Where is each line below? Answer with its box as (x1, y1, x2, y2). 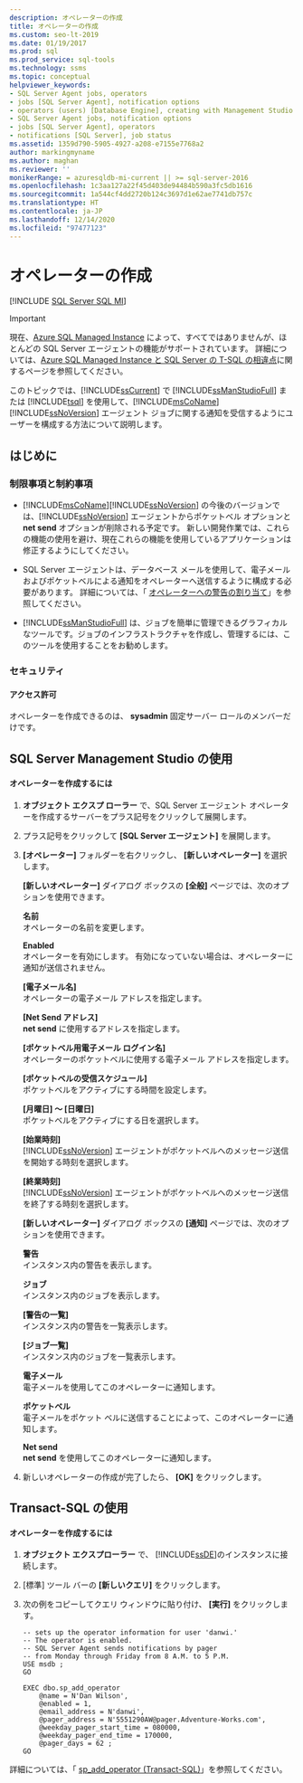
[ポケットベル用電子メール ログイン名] (22, 1042, 166, 1053)
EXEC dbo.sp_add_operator (22, 1683, 120, 1693)
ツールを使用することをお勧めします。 (30, 640, 174, 651)
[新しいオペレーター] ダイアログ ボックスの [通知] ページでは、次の (22, 1218, 273, 1228)
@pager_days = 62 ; (39, 1739, 113, 1749)
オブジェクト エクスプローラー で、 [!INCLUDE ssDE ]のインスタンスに (22, 1549, 280, 1560)
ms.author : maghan (9, 156, 79, 166)
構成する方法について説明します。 (40, 419, 167, 430)
